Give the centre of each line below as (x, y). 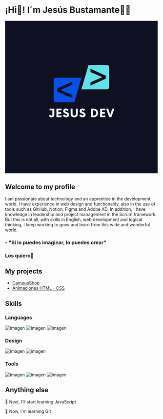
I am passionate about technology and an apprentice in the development (78, 199)
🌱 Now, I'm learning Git (28, 411)
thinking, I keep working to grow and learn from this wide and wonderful (78, 224)
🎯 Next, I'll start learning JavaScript (41, 401)
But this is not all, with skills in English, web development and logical (74, 219)
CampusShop (26, 283)
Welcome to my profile (40, 187)
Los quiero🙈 (20, 256)
